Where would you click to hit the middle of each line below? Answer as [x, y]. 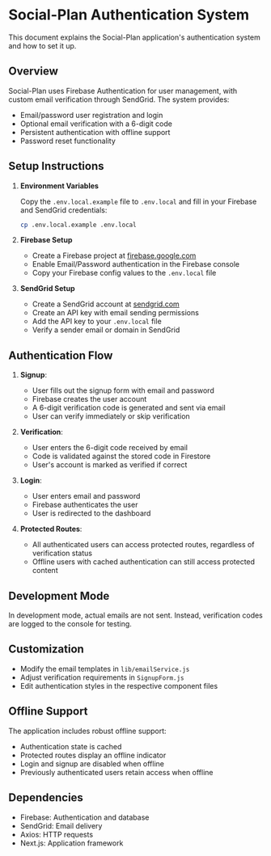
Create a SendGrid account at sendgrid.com [106, 304]
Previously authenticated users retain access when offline [116, 772]
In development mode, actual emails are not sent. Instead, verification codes [135, 615]
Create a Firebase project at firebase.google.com [114, 255]
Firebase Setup [46, 240]
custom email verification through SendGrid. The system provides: [119, 99]
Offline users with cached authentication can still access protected [144, 562]
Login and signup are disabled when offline [92, 763]
